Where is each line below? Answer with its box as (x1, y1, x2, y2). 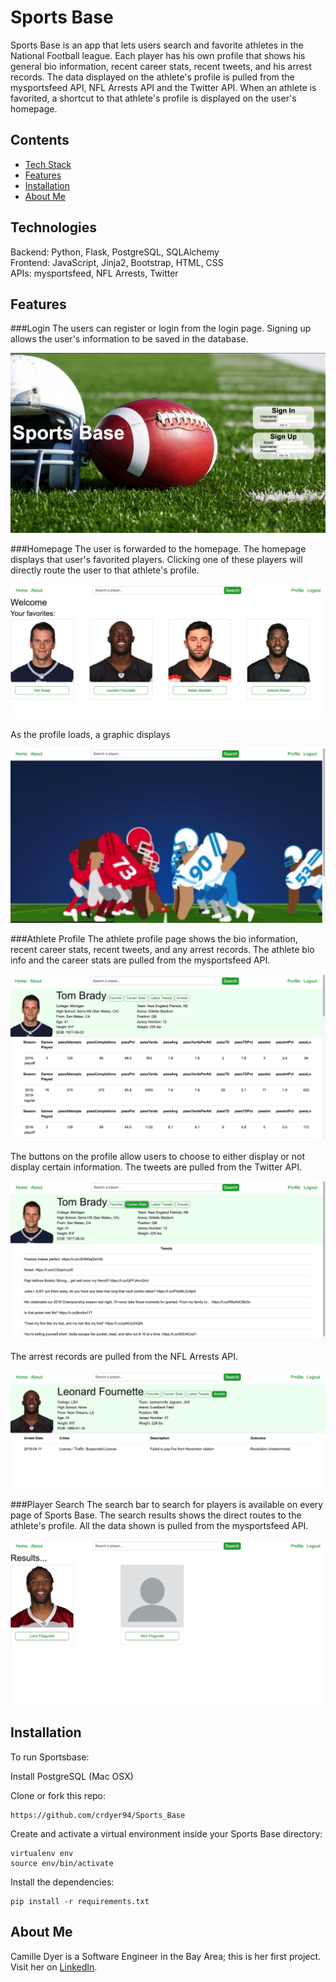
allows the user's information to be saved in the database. (10, 333, 249, 345)
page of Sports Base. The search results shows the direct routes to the (10, 1509, 302, 1521)
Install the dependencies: (10, 1876, 115, 1888)
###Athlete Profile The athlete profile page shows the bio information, (10, 932, 298, 945)
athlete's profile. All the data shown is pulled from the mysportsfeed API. (10, 1519, 309, 1531)
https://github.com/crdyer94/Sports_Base (10, 1810, 186, 1820)
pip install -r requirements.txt (10, 1896, 150, 1906)
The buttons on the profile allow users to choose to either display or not (10, 1151, 306, 1163)
